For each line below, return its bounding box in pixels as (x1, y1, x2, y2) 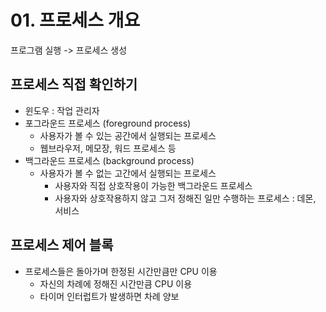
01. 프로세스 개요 (10, 9, 141, 32)
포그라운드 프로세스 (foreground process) (24, 117, 192, 129)
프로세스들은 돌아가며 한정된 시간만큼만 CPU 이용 (24, 265, 218, 277)
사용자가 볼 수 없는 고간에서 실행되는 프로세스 (39, 167, 217, 179)
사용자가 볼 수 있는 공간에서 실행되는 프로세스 (39, 129, 217, 141)
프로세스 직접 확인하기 (10, 76, 138, 93)
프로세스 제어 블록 (10, 237, 114, 254)
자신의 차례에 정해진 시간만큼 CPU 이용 (39, 277, 193, 290)
